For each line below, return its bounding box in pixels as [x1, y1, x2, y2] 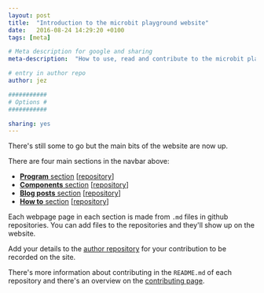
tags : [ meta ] [8, 33, 51, 42]
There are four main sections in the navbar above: [8, 157, 170, 166]
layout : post [8, 11, 51, 20]
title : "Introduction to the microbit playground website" [8, 19, 210, 27]
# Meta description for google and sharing [8, 48, 153, 56]
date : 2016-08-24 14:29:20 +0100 [8, 26, 125, 34]
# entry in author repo [8, 69, 86, 77]
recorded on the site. [8, 253, 76, 262]
